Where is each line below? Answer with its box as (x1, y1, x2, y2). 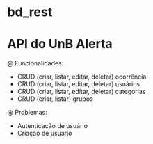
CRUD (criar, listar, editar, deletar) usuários (17, 80, 140, 88)
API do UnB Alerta (7, 36, 113, 52)
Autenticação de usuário (17, 122, 88, 130)
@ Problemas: (7, 109, 47, 117)
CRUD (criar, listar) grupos (17, 95, 93, 103)
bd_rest (7, 4, 53, 20)
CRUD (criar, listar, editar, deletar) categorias (17, 88, 146, 96)
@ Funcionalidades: (7, 59, 64, 67)
